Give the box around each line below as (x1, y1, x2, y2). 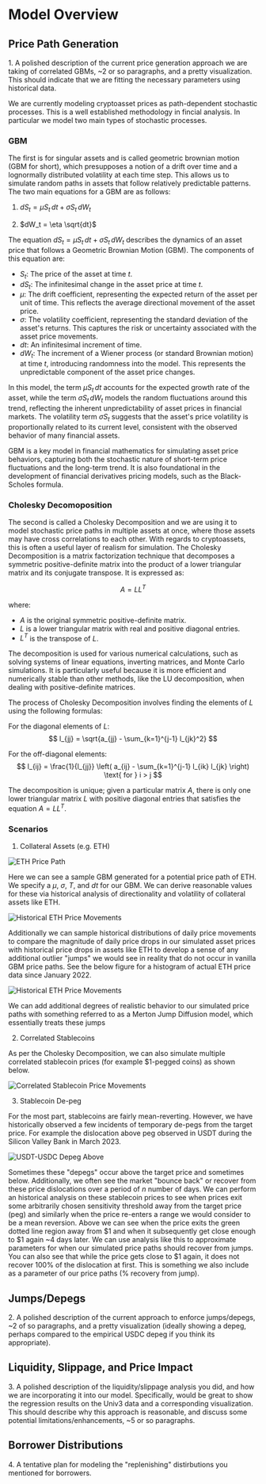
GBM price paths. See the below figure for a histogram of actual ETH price (8, 962, 251, 972)
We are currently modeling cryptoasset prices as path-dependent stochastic (8, 99, 258, 108)
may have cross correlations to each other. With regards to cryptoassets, (8, 534, 246, 544)
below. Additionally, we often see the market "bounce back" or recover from (8, 1176, 256, 1186)
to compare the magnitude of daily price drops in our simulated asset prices (8, 937, 256, 947)
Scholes (8, 480, 35, 489)
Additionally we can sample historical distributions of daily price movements (8, 928, 256, 938)
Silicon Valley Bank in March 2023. (8, 1137, 121, 1146)
